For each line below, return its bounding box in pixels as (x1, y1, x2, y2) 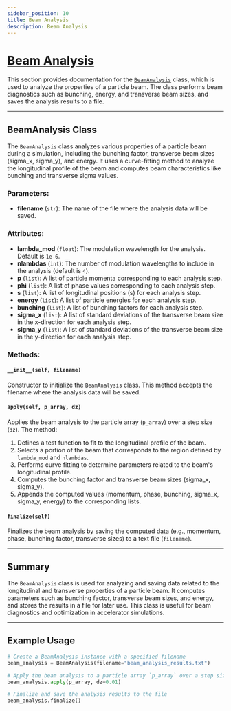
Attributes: (7, 229, 45, 239)
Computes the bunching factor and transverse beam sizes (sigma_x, (16, 475, 211, 483)
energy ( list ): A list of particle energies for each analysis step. (16, 296, 197, 304)
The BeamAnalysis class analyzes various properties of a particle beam (7, 142, 207, 150)
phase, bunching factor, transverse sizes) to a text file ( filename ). (7, 534, 192, 543)
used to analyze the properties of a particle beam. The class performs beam (7, 83, 223, 91)
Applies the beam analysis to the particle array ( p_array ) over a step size (7, 418, 213, 426)
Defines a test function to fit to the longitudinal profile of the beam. (16, 439, 206, 447)
